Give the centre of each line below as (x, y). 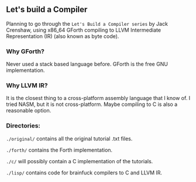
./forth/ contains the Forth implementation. (59, 150)
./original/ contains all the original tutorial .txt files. (69, 138)
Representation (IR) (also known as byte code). (63, 36)
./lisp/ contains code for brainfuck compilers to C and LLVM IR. (84, 173)
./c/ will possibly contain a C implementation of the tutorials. (80, 161)
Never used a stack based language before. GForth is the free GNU (87, 64)
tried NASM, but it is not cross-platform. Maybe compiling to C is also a (92, 104)
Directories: (23, 126)
